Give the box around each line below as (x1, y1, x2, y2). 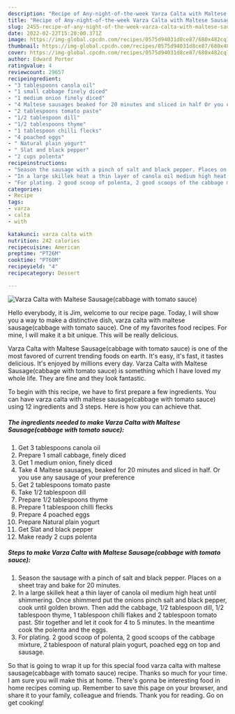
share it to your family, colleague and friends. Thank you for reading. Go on (8, 691, 224, 699)
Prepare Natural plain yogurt (17, 518, 100, 526)
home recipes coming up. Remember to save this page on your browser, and (8, 683, 228, 692)
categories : (8, 186, 43, 193)
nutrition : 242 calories (8, 237, 80, 245)
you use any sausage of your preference (17, 473, 135, 481)
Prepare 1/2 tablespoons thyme (17, 495, 108, 504)
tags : (8, 198, 24, 206)
